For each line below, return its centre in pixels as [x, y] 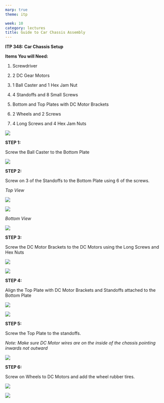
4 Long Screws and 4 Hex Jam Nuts [49, 124]
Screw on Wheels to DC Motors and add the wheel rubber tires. [70, 377]
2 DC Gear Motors [31, 75]
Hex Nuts [15, 252]
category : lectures [25, 28]
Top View [15, 190]
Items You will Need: [27, 56]
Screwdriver [25, 66]
